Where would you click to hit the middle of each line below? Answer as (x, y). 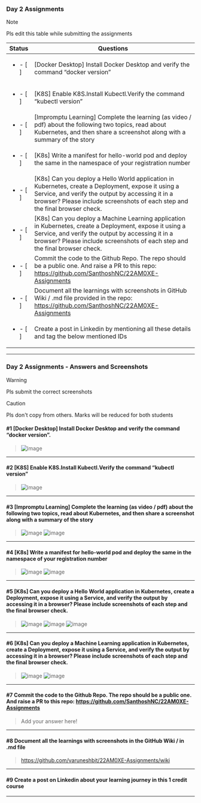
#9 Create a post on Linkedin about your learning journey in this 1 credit (97, 780)
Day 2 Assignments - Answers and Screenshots (77, 367)
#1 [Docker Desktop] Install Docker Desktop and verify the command (93, 429)
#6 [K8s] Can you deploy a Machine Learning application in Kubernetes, (98, 643)
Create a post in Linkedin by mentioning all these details (112, 329)
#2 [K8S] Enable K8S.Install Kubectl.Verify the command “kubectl (90, 468)
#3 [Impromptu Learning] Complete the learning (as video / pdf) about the (100, 507)
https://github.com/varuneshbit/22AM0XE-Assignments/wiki (95, 760)
